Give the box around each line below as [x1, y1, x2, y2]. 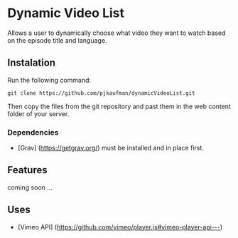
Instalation [7, 57, 55, 69]
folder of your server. [7, 109, 70, 118]
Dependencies [7, 127, 59, 137]
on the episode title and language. [7, 36, 107, 44]
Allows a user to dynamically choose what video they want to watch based [7, 29, 226, 37]
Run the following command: [7, 76, 91, 84]
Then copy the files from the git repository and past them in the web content [7, 102, 231, 110]
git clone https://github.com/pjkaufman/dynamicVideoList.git [7, 89, 195, 97]
